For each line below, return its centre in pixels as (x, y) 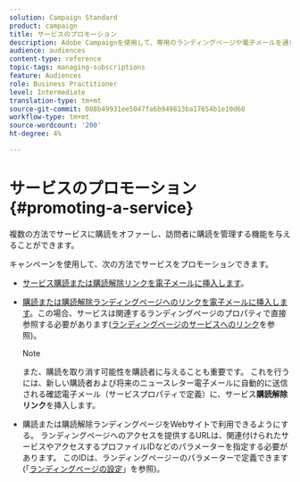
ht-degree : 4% (36, 134)
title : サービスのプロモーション (63, 34)
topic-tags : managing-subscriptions (77, 68)
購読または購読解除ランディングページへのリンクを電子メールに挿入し (151, 302)
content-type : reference (55, 59)
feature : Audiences (46, 76)
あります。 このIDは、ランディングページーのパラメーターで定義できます (155, 457)
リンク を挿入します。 (61, 405)
